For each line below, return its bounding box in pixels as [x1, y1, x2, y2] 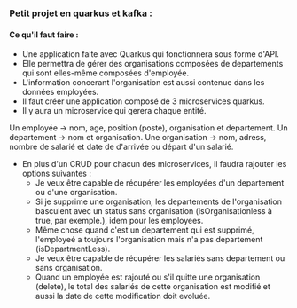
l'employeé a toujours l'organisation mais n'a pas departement [35, 234, 263, 245]
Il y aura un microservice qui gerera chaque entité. [21, 106, 207, 116]
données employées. [21, 87, 99, 98]
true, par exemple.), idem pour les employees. [35, 216, 204, 226]
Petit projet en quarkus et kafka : [9, 7, 153, 20]
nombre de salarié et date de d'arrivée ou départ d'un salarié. [9, 141, 234, 153]
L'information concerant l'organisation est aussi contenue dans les [21, 77, 265, 88]
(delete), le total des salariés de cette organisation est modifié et [35, 281, 270, 292]
